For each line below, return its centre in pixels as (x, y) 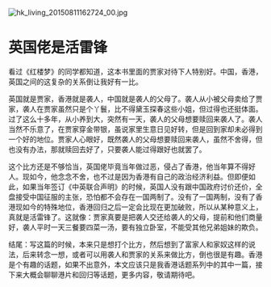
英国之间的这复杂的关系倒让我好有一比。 (75, 82)
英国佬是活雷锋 (58, 48)
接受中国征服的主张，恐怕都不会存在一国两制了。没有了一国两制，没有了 (135, 196)
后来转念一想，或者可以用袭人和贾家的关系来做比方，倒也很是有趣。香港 (142, 254)
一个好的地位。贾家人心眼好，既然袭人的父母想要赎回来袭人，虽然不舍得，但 (135, 139)
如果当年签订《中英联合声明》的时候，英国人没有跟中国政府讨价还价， (139, 187)
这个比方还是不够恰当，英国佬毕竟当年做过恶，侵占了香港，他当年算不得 (128, 167)
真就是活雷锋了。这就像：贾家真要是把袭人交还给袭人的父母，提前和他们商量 (135, 217)
